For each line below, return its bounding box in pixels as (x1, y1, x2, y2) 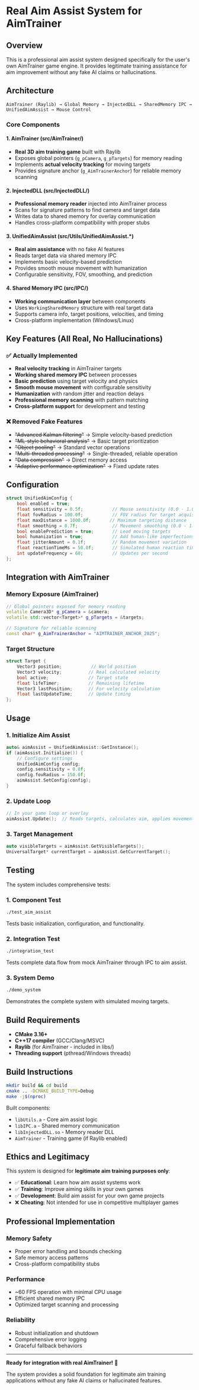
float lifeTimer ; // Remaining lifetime (17, 680, 145, 686)
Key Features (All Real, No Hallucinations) (6, 334, 163, 344)
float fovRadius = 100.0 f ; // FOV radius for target (17, 511, 176, 518)
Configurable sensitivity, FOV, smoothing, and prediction (14, 271, 153, 278)
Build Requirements (6, 1015, 81, 1025)
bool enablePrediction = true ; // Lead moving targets (17, 529, 171, 534)
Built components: (6, 1104, 51, 1112)
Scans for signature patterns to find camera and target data (14, 206, 161, 214)
